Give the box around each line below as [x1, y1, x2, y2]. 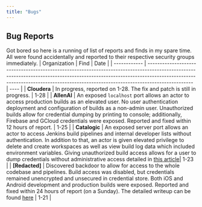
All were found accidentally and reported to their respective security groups [6, 54, 195, 61]
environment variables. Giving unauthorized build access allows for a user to [6, 149, 197, 156]
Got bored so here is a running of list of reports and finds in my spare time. [6, 47, 192, 54]
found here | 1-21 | [6, 194, 51, 202]
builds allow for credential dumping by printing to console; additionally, [6, 111, 182, 118]
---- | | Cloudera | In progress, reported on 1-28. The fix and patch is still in [9, 85, 196, 93]
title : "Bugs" [6, 8, 42, 15]
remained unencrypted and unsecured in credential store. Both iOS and [6, 175, 183, 182]
